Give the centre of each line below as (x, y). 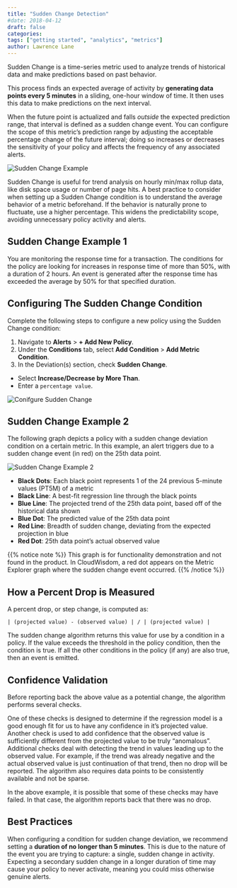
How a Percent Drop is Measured (81, 592)
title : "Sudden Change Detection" (58, 14)
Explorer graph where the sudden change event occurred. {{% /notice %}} (116, 570)
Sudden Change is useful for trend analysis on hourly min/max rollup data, (116, 182)
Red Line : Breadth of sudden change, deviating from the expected (114, 526)
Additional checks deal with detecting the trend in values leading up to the (116, 749)
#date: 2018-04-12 (34, 21)
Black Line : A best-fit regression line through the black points (107, 496)
